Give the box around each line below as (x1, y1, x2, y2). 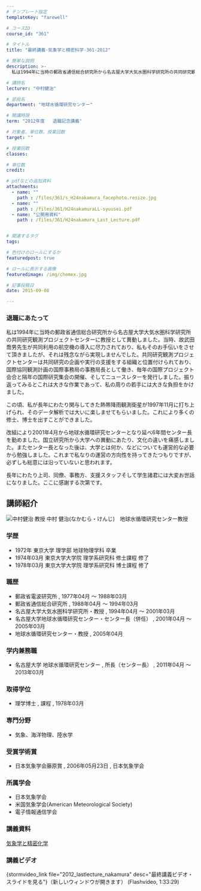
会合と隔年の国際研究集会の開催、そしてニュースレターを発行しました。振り (6, 374, 194, 381)
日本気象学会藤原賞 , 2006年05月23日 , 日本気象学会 (14, 762, 145, 769)
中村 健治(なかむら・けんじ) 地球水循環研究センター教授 (46, 516, 188, 523)
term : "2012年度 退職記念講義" (6, 118, 83, 125)
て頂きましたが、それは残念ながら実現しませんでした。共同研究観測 (6, 351, 173, 358)
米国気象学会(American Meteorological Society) (14, 801, 133, 808)
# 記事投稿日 (6, 282, 34, 288)
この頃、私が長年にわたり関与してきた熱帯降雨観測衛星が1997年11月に (6, 401, 179, 408)
